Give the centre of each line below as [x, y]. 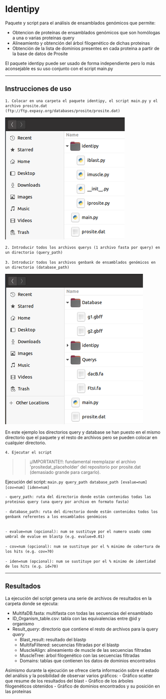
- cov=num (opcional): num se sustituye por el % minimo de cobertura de [83, 546]
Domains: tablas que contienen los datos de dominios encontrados [87, 660]
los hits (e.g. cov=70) [30, 551]
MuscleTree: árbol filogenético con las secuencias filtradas [80, 655]
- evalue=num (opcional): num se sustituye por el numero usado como [78, 532]
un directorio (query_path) [34, 252]
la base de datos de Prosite [40, 54]
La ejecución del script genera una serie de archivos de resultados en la [79, 598]
